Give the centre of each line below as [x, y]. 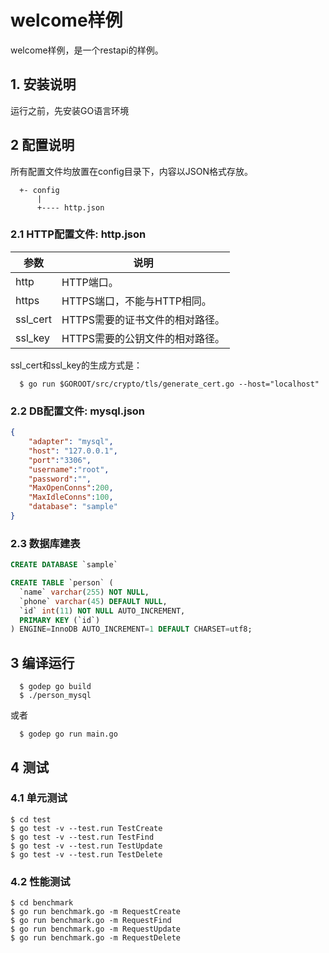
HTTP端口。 [90, 282]
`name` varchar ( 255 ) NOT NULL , [84, 592]
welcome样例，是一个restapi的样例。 [87, 50]
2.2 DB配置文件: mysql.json [78, 411]
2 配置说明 [42, 145]
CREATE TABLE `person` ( [62, 583]
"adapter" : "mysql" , [71, 442]
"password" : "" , [60, 479]
